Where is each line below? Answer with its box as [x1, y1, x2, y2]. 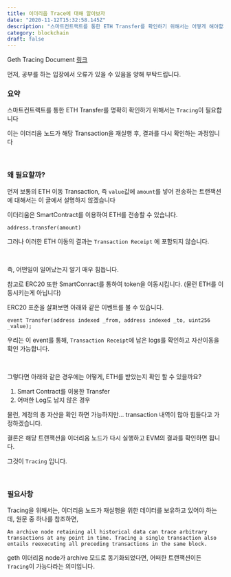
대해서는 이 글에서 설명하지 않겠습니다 [14, 196, 115, 204]
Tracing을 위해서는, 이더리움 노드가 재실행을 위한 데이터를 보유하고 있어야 [7, 506, 205, 514]
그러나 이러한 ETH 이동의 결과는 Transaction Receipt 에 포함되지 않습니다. [7, 237, 210, 245]
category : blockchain [7, 29, 69, 37]
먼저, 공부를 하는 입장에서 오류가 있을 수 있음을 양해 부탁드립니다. [7, 70, 181, 79]
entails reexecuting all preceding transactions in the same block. [7, 540, 208, 548]
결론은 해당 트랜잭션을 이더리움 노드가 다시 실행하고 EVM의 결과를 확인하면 [7, 434, 208, 442]
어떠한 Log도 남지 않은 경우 [16, 396, 91, 404]
